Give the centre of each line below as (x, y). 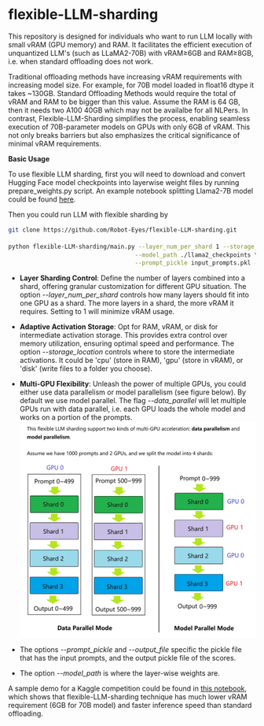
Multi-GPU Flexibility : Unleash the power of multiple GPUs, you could (132, 384)
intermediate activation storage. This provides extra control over (123, 335)
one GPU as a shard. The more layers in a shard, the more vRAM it (126, 303)
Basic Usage (29, 158)
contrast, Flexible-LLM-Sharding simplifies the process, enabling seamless (129, 118)
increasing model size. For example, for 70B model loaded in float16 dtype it (131, 85)
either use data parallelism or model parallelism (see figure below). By (132, 392)
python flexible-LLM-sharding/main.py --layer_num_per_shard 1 (114, 246)
